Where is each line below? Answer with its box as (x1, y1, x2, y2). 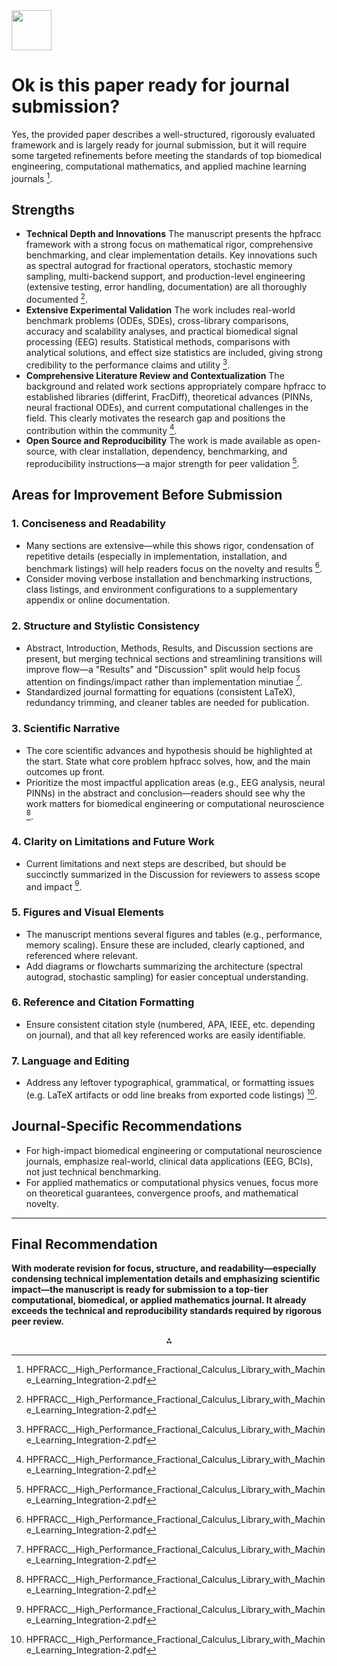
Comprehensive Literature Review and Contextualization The (25, 369, 285, 381)
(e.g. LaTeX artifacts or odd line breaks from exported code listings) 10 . (25, 1087, 318, 1101)
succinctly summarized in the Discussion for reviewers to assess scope (25, 868, 321, 880)
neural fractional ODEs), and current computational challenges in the (25, 401, 309, 413)
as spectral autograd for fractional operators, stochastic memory (25, 260, 293, 272)
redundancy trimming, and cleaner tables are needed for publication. (25, 697, 310, 709)
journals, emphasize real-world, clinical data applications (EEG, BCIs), (25, 1155, 314, 1167)
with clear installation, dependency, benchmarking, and (59, 445, 288, 458)
